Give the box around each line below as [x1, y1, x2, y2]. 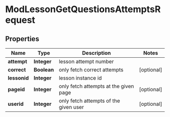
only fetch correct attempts [59, 66, 124, 73]
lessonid [8, 74, 29, 82]
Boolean [33, 66, 54, 73]
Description [82, 50, 111, 56]
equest [5, 14, 35, 26]
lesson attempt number [59, 58, 114, 65]
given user [59, 104, 84, 110]
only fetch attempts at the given [59, 83, 134, 90]
